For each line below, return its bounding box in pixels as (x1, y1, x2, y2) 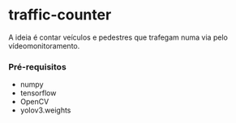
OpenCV (19, 97, 49, 107)
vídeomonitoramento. (8, 40, 80, 50)
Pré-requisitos (8, 61, 67, 72)
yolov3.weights (19, 105, 71, 115)
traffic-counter (8, 6, 112, 24)
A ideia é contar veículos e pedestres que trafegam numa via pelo (8, 32, 229, 42)
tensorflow (19, 88, 57, 98)
